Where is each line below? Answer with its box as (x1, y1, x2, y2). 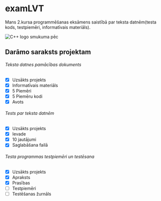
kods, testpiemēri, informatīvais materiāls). (5, 24, 91, 30)
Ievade (12, 131, 26, 137)
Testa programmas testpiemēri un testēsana (5, 154, 95, 159)
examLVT (5, 3, 44, 14)
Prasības (12, 179, 30, 186)
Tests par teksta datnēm (5, 111, 55, 116)
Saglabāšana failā (12, 142, 48, 148)
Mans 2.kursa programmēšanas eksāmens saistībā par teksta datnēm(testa (5, 19, 157, 25)
